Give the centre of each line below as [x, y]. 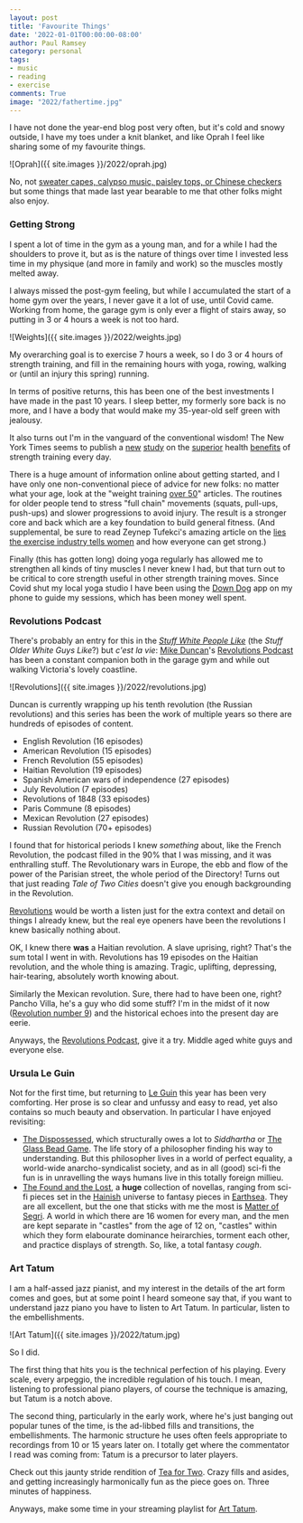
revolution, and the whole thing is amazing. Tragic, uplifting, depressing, [143, 966]
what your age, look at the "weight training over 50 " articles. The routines [146, 493]
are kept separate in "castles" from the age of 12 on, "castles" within [150, 1225]
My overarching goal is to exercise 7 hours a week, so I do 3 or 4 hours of [147, 355]
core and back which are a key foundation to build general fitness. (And [142, 522]
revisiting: [28, 1121]
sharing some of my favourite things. [78, 147]
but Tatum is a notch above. [61, 1398]
